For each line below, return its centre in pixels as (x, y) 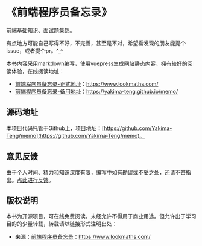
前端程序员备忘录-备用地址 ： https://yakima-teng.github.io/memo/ (96, 91)
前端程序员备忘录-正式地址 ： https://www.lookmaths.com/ (87, 84)
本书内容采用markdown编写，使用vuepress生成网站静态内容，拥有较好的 (97, 63)
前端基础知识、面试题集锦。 (41, 30)
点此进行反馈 (33, 180)
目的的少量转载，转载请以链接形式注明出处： (62, 224)
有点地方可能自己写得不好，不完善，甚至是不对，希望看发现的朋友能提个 (96, 43)
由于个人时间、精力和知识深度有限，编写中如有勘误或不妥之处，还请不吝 (96, 172)
